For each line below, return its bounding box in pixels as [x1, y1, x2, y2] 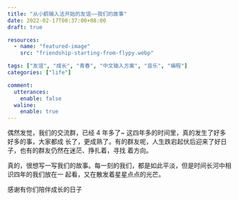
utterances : [13, 88, 50, 96]
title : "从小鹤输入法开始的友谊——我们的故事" [7, 10, 128, 18]
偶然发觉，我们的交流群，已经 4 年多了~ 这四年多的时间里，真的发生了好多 [7, 128, 227, 137]
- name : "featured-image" [13, 43, 91, 50]
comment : [7, 82, 33, 89]
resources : [7, 36, 40, 43]
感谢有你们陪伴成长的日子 [7, 185, 82, 194]
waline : [13, 101, 37, 109]
